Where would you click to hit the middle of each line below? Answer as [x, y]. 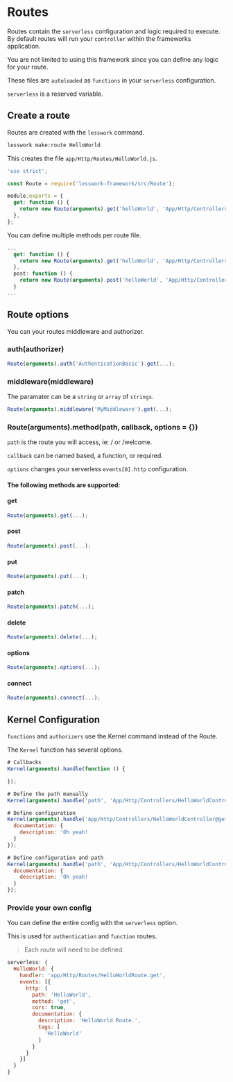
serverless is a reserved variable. [55, 94]
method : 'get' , [54, 1001]
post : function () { [43, 274]
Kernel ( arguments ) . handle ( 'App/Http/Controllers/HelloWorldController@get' [119, 820]
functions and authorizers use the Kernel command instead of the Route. [113, 736]
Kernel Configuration [54, 719]
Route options [38, 315]
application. [24, 46]
